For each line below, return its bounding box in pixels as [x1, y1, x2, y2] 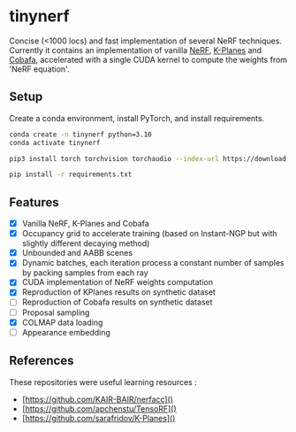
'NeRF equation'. [9, 64, 70, 74]
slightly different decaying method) [21, 238, 150, 249]
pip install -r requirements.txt [9, 170, 133, 179]
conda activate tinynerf [9, 138, 101, 147]
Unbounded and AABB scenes [21, 248, 133, 258]
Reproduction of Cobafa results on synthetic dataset [21, 297, 214, 307]
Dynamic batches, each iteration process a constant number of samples [21, 258, 285, 268]
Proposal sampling [21, 307, 90, 318]
